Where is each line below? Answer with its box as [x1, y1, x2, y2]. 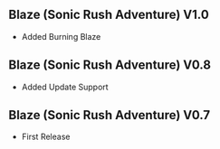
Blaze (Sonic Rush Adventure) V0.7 [8, 107, 210, 123]
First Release [21, 131, 71, 143]
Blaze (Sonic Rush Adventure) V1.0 [8, 7, 209, 23]
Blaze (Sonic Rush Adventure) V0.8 [8, 58, 212, 73]
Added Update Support [21, 81, 110, 92]
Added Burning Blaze [21, 31, 101, 42]
